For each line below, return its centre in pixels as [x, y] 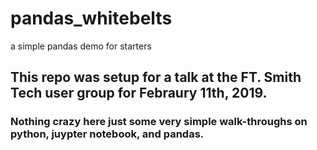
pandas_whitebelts [91, 18]
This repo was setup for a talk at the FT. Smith [156, 77]
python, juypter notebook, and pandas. [107, 134]
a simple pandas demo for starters [81, 46]
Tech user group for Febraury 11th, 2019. [139, 93]
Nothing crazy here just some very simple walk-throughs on [159, 122]
